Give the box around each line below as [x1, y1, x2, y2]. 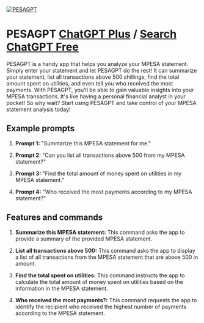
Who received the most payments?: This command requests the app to [15, 296, 197, 303]
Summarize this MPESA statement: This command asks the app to [15, 228, 185, 236]
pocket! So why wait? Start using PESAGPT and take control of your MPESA [6, 99, 197, 106]
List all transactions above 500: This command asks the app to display [15, 247, 195, 254]
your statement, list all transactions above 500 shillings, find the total [6, 73, 180, 81]
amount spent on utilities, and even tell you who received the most [6, 79, 173, 87]
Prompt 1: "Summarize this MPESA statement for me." [15, 139, 151, 147]
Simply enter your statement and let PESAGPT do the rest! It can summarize [6, 67, 197, 74]
